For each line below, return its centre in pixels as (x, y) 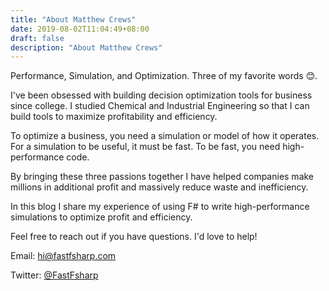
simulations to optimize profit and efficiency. (101, 217)
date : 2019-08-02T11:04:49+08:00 (80, 29)
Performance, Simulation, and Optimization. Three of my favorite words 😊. (164, 76)
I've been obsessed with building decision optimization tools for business (161, 95)
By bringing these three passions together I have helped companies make (162, 177)
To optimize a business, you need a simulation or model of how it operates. (165, 136)
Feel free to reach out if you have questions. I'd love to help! (134, 237)
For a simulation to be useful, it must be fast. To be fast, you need (145, 147)
